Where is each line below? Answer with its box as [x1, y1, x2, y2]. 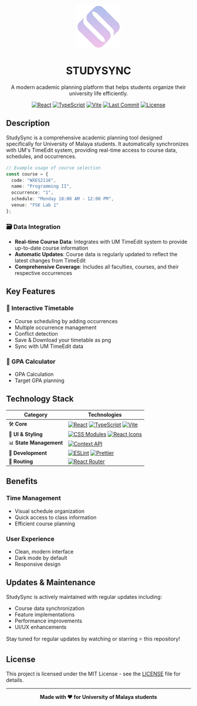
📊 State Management [8, 439, 63, 446]
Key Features [6, 287, 56, 297]
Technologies [87, 411, 122, 419]
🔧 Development [8, 449, 47, 457]
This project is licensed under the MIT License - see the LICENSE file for [6, 670, 181, 677]
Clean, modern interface [14, 548, 74, 555]
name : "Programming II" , [11, 184, 72, 190]
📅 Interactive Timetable [6, 304, 74, 313]
